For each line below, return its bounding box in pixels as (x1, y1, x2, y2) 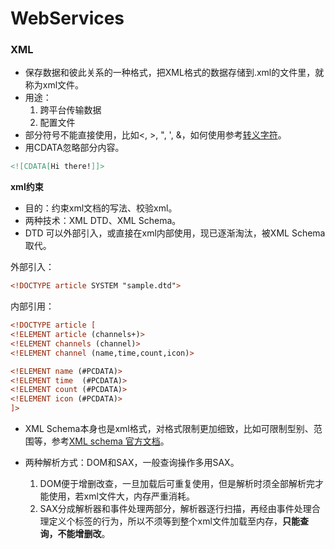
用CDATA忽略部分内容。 (24, 142, 125, 154)
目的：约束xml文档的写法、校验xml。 (24, 202, 178, 214)
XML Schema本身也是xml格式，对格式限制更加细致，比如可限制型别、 (24, 423, 314, 435)
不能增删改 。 (57, 528, 111, 540)
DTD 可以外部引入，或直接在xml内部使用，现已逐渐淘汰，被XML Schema (24, 227, 326, 239)
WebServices (10, 7, 125, 30)
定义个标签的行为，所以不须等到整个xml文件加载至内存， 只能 (48, 515, 300, 527)
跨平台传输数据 (39, 104, 102, 116)
